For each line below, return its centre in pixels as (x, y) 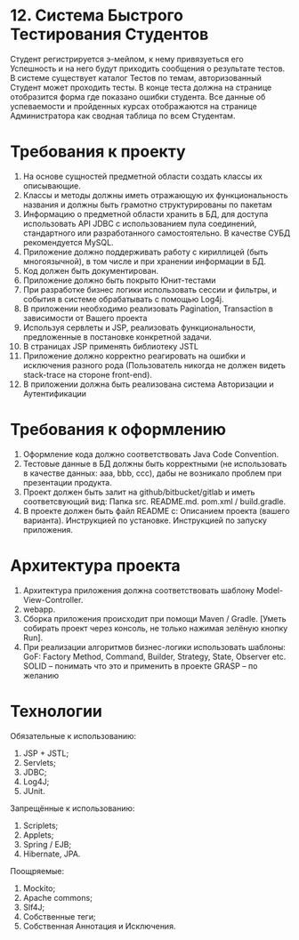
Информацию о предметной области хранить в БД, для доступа (145, 213)
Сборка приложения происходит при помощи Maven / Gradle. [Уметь (155, 618)
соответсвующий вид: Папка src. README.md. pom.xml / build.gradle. (154, 501)
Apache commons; (57, 897)
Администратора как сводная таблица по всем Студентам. (123, 116)
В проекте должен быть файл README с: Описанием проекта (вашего (156, 510)
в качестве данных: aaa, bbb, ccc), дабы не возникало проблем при (152, 473)
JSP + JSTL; (46, 753)
